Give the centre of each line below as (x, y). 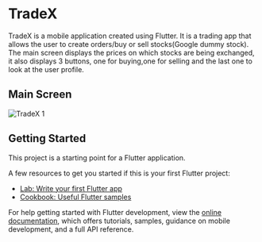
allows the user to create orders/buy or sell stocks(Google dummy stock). (129, 44)
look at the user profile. (46, 69)
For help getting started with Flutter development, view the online (115, 212)
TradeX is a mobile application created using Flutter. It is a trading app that (130, 36)
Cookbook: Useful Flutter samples (75, 197)
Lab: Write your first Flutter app (71, 188)
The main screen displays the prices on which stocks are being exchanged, (132, 52)
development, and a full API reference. (71, 229)
